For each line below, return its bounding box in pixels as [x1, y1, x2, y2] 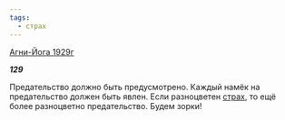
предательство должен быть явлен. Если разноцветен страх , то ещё [9, 91, 277, 102]
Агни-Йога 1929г [9, 46, 74, 57]
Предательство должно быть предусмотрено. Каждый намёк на [9, 81, 260, 92]
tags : [9, 13, 30, 23]
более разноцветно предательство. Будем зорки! [9, 100, 202, 111]
